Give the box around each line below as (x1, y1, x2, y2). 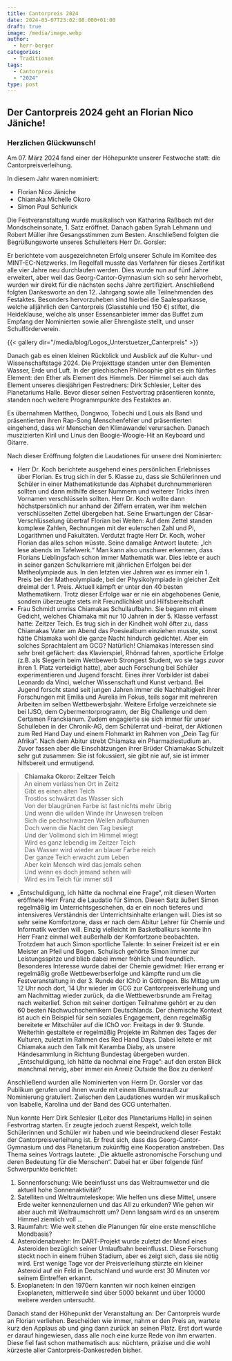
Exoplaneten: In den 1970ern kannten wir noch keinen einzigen (17, 1281, 195, 1289)
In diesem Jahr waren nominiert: (7, 174, 99, 182)
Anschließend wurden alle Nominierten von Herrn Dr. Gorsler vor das (7, 1078, 203, 1086)
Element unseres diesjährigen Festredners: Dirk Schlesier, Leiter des (7, 381, 202, 389)
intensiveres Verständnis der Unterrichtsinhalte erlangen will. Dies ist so (17, 910, 222, 919)
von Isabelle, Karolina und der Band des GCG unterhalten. (7, 1100, 171, 1108)
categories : (7, 49, 41, 56)
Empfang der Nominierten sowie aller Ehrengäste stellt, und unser (7, 317, 195, 326)
